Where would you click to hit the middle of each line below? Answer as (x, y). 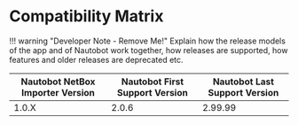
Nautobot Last (243, 82)
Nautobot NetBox (58, 82)
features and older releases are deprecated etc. (96, 59)
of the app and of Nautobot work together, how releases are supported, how (149, 50)
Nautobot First (153, 82)
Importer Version (58, 92)
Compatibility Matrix (86, 16)
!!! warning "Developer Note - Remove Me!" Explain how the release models (148, 41)
